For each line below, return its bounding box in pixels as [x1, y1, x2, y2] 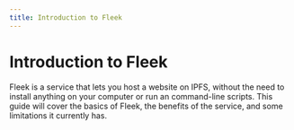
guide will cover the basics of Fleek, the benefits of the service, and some [9, 100, 283, 111]
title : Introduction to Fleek [9, 13, 123, 22]
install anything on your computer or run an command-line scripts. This [9, 91, 273, 101]
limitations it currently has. [9, 109, 108, 121]
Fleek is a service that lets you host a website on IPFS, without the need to [9, 82, 285, 92]
